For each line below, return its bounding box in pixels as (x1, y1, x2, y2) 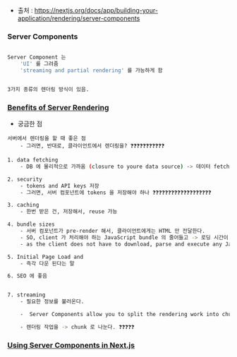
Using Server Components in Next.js (7, 340, 135, 350)
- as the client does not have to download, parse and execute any (20, 241, 222, 248)
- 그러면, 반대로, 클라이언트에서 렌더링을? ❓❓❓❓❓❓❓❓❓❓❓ (20, 143, 165, 150)
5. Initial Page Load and (7, 253, 83, 260)
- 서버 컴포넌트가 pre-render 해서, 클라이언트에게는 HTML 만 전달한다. (20, 228, 206, 235)
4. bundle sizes (7, 221, 55, 228)
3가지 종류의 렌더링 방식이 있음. (7, 85, 90, 93)
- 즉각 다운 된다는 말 (20, 260, 75, 267)
